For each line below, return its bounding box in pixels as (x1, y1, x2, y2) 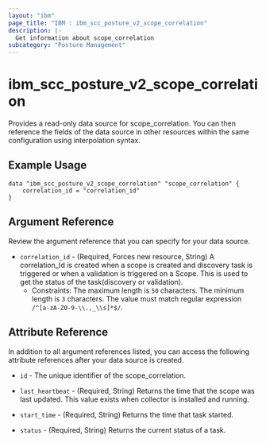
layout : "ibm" (8, 11, 56, 20)
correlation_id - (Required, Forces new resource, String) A (19, 251, 214, 261)
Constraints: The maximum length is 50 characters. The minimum (31, 286, 245, 295)
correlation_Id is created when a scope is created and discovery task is (19, 260, 253, 270)
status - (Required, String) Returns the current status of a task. (19, 425, 226, 434)
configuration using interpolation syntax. (8, 136, 141, 146)
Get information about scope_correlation (15, 33, 155, 42)
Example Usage (8, 158, 87, 172)
